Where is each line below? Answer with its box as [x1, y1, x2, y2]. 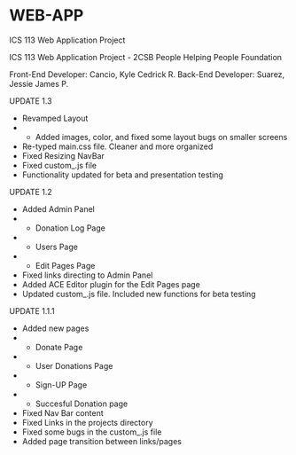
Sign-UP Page [35, 379, 88, 390]
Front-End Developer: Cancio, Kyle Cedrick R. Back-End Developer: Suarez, [9, 68, 285, 80]
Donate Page [35, 341, 83, 352]
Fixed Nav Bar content [21, 407, 104, 418]
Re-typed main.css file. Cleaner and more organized [21, 141, 214, 152]
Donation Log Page [35, 223, 106, 233]
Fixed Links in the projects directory [21, 417, 153, 428]
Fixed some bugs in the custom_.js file [21, 427, 162, 437]
